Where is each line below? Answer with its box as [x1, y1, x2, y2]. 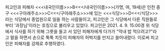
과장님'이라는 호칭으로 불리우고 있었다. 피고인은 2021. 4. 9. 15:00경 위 [15, 22, 150, 28]
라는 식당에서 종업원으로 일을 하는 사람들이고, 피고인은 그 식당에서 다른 [5, 17, 140, 22]
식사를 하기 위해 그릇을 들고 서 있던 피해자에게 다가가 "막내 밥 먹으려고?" [14, 29, 153, 34]
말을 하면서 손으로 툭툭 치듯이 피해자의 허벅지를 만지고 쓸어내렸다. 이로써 [10, 34, 150, 40]
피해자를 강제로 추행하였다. [14, 41, 66, 46]
